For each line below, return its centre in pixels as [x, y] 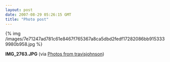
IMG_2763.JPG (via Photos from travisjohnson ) [55, 54]
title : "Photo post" [27, 19]
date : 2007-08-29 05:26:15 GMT [38, 15]
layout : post [19, 10]
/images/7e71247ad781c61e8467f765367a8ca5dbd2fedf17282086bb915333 [85, 39]
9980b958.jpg [20, 44]
